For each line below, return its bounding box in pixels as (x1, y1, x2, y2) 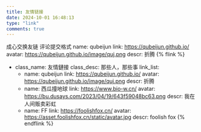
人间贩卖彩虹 (24, 101, 56, 108)
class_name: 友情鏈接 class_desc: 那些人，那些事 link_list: (15, 64, 159, 71)
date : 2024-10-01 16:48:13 (6, 15, 74, 21)
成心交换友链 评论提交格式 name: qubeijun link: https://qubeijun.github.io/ (6, 43, 189, 50)
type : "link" (6, 20, 39, 26)
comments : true (6, 25, 45, 32)
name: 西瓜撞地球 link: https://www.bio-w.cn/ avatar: (24, 85, 156, 93)
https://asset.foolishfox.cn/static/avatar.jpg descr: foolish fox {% (24, 113, 185, 121)
